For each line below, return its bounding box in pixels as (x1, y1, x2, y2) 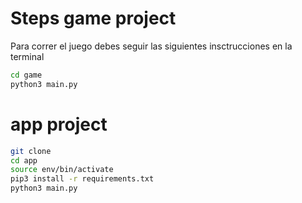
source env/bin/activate (10, 165, 114, 175)
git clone (10, 146, 52, 156)
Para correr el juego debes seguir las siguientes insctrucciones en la (10, 40, 293, 52)
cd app (10, 155, 38, 166)
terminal (10, 50, 45, 62)
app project (10, 113, 108, 136)
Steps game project (10, 7, 177, 30)
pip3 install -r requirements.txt (10, 174, 155, 184)
